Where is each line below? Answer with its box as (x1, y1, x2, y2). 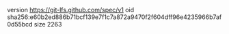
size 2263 (33, 20, 62, 28)
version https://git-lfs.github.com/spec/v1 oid (7, 6, 135, 14)
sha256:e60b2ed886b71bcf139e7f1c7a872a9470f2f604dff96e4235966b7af (7, 13, 222, 21)
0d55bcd (7, 20, 33, 28)
